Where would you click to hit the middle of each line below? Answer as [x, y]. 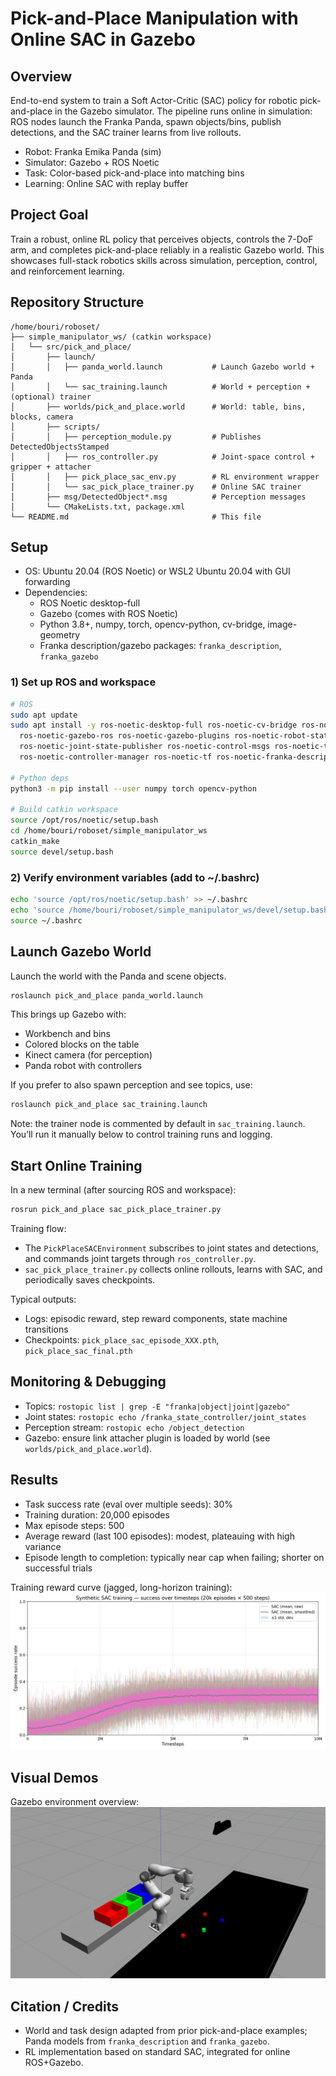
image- [282, 624]
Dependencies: [56, 593]
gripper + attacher [51, 467]
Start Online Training [76, 1165]
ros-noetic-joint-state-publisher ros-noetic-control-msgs [145, 747]
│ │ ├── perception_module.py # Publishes [136, 437]
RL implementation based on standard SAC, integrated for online [157, 2051]
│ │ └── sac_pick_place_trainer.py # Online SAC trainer [156, 487]
